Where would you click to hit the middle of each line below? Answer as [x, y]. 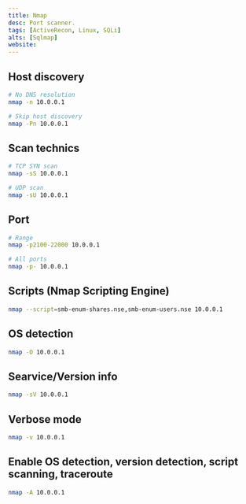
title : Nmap [28, 15]
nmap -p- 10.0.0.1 [38, 267]
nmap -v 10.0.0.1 [37, 437]
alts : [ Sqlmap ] [33, 37]
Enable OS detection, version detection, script [123, 462]
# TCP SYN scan [33, 166]
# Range [21, 238]
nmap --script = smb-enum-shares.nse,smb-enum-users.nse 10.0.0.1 [116, 309]
